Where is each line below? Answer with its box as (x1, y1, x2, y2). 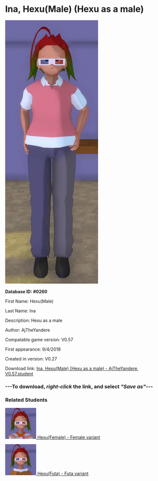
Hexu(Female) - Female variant (37, 434, 101, 440)
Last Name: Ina (5, 307, 36, 313)
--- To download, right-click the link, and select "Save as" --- (5, 383, 154, 390)
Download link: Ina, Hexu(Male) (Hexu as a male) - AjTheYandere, (5, 365, 139, 371)
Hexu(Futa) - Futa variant (37, 471, 89, 477)
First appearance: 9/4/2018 (5, 346, 61, 352)
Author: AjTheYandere (5, 327, 51, 333)
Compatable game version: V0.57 (5, 336, 73, 343)
